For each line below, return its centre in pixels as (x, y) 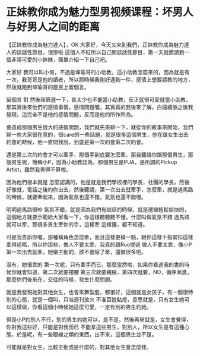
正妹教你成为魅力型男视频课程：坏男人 (100, 12)
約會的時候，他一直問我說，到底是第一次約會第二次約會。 (76, 142)
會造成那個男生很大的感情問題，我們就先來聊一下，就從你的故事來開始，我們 (100, 127)
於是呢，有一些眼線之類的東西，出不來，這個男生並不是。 (87, 334)
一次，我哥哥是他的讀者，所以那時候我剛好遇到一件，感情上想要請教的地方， (100, 79)
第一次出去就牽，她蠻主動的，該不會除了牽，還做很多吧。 (76, 252)
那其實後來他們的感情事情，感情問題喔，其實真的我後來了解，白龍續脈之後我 (100, 107)
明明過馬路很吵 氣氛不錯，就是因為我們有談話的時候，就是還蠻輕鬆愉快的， (98, 209)
